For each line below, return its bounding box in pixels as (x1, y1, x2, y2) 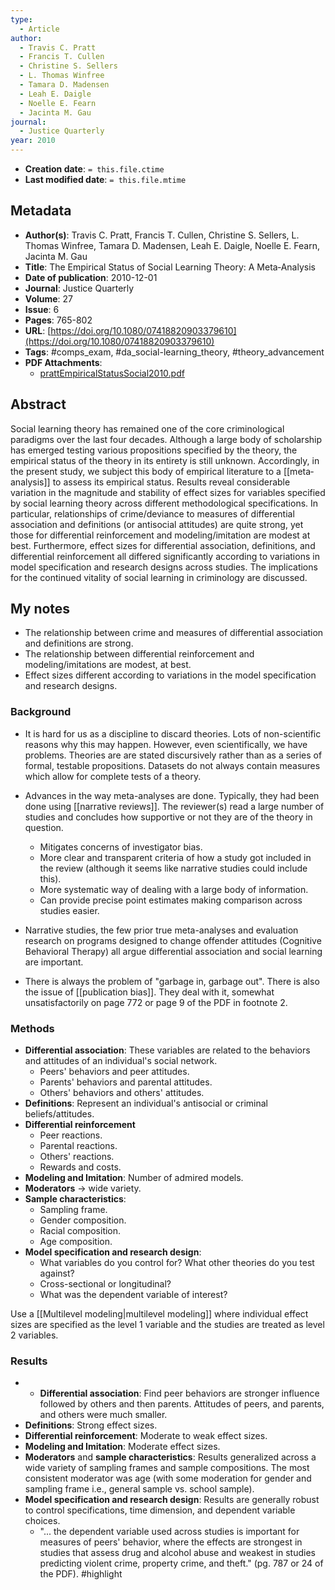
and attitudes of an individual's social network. (24, 1055, 218, 1067)
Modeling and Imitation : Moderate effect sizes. (24, 1441, 221, 1453)
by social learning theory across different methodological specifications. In (10, 497, 319, 509)
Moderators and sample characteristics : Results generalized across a (24, 1451, 317, 1463)
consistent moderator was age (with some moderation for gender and (24, 1472, 312, 1485)
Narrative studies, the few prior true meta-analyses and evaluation (24, 924, 299, 936)
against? (39, 1267, 75, 1280)
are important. (24, 956, 84, 968)
